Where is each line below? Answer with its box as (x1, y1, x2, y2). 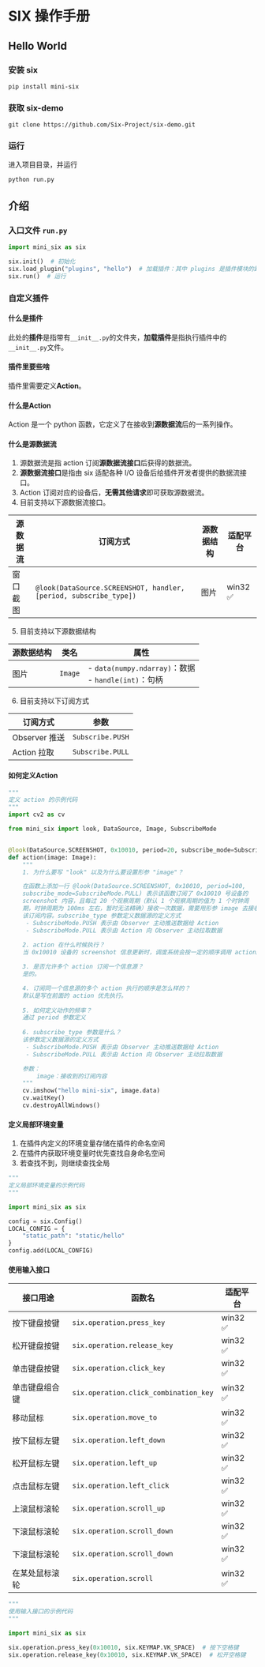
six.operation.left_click (72, 1481, 170, 1490)
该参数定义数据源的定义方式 (22, 1036, 99, 1044)
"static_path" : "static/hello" (22, 1232, 125, 1240)
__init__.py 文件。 (8, 342, 69, 352)
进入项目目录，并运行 (8, 160, 77, 170)
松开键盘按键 (12, 1341, 61, 1352)
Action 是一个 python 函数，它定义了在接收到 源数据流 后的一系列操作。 (8, 420, 238, 429)
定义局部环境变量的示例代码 (8, 1182, 85, 1190)
